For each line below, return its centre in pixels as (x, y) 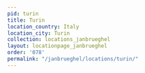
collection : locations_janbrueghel (59, 40)
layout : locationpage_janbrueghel (58, 46)
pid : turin (23, 14)
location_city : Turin (39, 33)
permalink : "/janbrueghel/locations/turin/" (73, 59)
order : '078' (26, 53)
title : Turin (26, 20)
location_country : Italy (43, 26)
